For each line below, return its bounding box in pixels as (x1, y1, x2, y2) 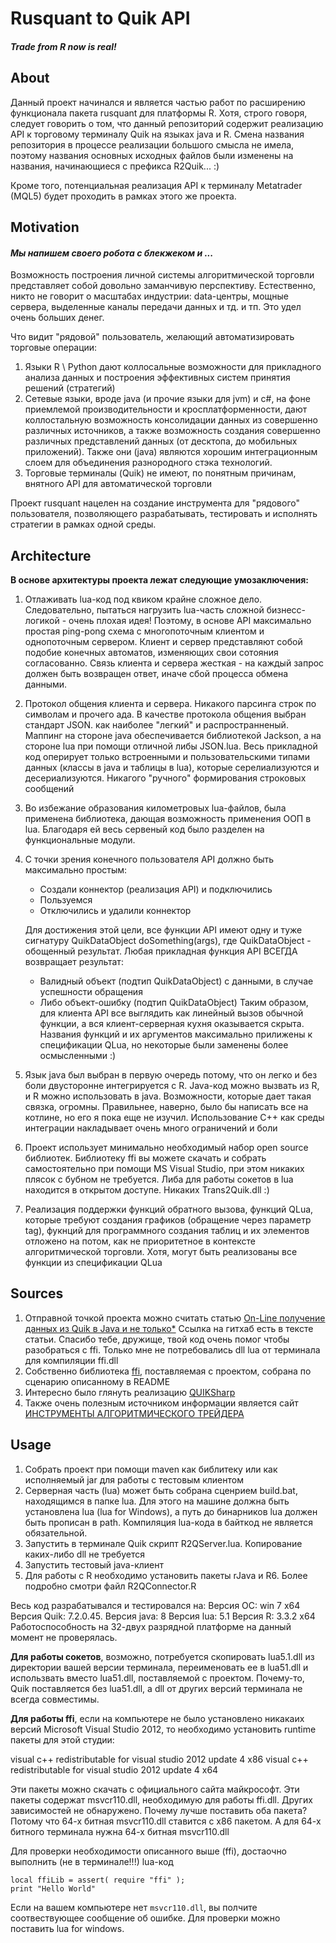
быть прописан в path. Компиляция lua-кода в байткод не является (24, 1516, 313, 1528)
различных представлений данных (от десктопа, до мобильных (24, 435, 298, 447)
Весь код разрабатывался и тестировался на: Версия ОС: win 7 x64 (10, 1599, 301, 1611)
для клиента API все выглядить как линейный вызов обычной (39, 1007, 304, 1019)
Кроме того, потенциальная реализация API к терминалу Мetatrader (10, 179, 303, 191)
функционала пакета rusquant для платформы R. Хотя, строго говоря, (10, 107, 308, 119)
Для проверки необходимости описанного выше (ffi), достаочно (10, 1845, 288, 1857)
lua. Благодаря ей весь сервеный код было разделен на (24, 823, 265, 835)
